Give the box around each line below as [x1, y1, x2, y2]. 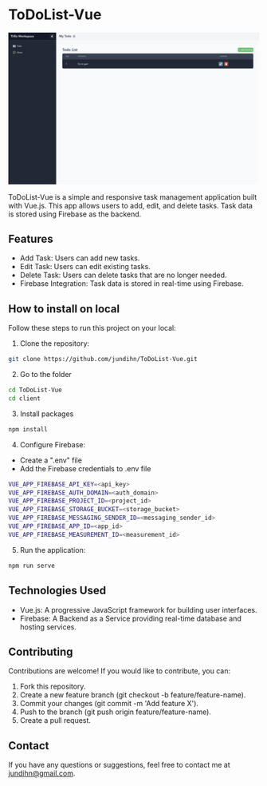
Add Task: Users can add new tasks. [19, 253, 140, 263]
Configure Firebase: [19, 439, 86, 449]
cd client [8, 394, 41, 403]
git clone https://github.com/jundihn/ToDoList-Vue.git [8, 355, 198, 363]
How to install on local [8, 302, 120, 316]
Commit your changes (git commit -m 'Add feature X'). [19, 699, 199, 709]
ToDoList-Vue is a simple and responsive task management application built [8, 192, 257, 201]
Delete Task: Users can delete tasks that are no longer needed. [19, 270, 227, 280]
